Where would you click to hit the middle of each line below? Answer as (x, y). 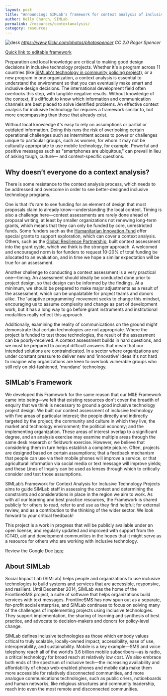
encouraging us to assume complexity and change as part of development (81, 304)
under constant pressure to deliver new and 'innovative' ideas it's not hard (81, 356)
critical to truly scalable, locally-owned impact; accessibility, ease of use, (80, 641)
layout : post (19, 10)
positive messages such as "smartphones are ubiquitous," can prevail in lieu (83, 151)
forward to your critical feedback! (39, 515)
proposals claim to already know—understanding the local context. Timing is (83, 210)
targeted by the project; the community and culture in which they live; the (80, 421)
